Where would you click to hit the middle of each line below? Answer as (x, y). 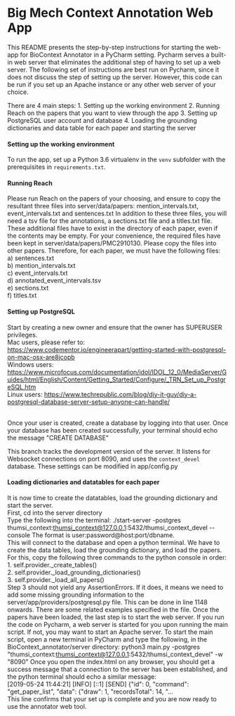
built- (219, 55)
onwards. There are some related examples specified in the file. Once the (113, 609)
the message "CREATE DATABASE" (58, 438)
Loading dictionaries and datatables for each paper (83, 482)
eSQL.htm (22, 386)
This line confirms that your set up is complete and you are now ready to (112, 698)
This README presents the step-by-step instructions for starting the (106, 47)
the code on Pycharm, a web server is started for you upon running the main (117, 624)
